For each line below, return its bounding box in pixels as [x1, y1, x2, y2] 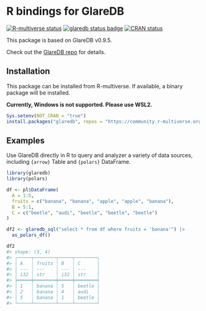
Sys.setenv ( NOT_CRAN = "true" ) [6, 112, 86, 119]
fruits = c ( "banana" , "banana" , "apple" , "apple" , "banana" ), [12, 198, 174, 204]
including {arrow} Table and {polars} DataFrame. [6, 158, 131, 166]
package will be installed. [6, 89, 71, 96]
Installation [6, 66, 50, 77]
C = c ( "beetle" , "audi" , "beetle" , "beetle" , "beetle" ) [12, 210, 158, 216]
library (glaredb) [6, 170, 51, 176]
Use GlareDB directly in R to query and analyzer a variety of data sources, [6, 152, 193, 159]
